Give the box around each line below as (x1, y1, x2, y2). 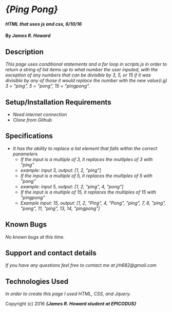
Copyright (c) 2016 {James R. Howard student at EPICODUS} (5, 301, 137, 307)
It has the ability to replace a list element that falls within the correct (12, 145, 158, 151)
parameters (12, 150, 38, 157)
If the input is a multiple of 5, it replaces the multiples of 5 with (20, 172, 153, 179)
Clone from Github (12, 117, 52, 123)
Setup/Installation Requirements (5, 98, 111, 106)
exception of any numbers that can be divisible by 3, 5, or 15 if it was (5, 72, 151, 78)
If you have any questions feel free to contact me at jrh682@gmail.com (5, 262, 157, 268)
